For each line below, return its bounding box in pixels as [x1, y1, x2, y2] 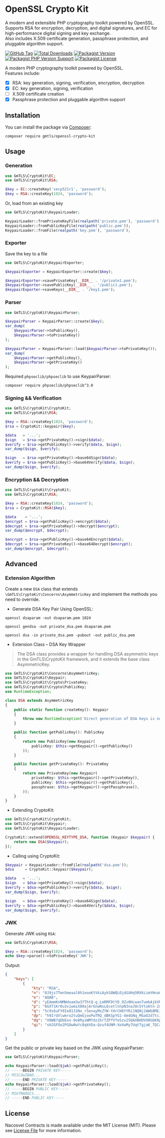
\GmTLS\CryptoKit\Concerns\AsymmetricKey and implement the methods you [5, 591, 158, 597]
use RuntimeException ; [5, 689, 52, 694]
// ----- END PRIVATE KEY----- [5, 1077, 67, 1082]
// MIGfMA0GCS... [5, 1091, 41, 1096]
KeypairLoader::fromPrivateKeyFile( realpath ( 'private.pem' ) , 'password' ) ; [5, 218, 162, 224]
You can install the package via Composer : [5, 124, 92, 130]
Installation [5, 111, 40, 119]
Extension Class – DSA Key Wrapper [12, 641, 86, 647]
